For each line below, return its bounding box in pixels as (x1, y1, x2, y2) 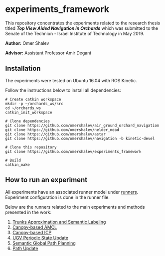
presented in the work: (5, 209, 52, 215)
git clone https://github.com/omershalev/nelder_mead (5, 127, 120, 132)
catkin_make (5, 162, 30, 167)
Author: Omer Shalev (5, 40, 49, 46)
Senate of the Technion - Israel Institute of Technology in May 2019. (5, 30, 145, 36)
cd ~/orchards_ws (5, 106, 41, 111)
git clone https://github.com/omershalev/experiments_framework (5, 149, 142, 154)
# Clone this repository (5, 144, 57, 150)
